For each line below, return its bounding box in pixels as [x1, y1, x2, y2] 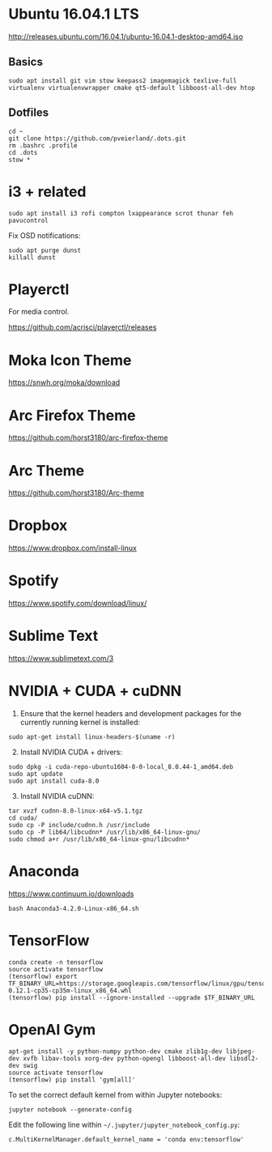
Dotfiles [8, 106, 49, 120]
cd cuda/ [8, 814, 38, 822]
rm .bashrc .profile [8, 141, 79, 150]
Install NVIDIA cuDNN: [19, 791, 95, 800]
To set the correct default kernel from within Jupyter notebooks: [8, 1090, 223, 1099]
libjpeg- [225, 1047, 255, 1056]
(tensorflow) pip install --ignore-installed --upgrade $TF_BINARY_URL [8, 993, 255, 1001]
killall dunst [8, 253, 57, 262]
